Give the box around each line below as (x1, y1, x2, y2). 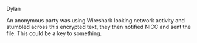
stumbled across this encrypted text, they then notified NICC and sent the (6, 24, 192, 30)
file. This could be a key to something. (6, 30, 102, 37)
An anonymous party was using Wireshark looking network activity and (6, 17, 185, 24)
